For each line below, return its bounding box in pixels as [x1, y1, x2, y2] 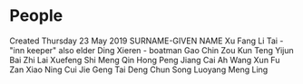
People [9, 5, 64, 26]
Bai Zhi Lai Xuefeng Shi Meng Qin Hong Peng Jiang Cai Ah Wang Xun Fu [9, 54, 280, 65]
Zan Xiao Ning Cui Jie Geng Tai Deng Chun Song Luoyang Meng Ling [9, 64, 269, 75]
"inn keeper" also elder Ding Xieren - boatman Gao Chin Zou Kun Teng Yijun [9, 44, 294, 55]
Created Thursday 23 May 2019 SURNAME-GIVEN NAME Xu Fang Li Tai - [9, 35, 284, 46]
